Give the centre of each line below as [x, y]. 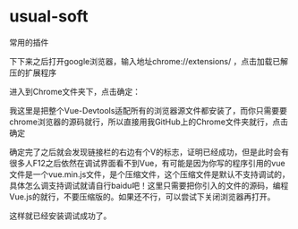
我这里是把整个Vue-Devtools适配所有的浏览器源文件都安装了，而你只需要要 [149, 110]
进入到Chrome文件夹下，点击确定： [75, 91]
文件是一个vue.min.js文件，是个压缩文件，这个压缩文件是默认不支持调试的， [150, 174]
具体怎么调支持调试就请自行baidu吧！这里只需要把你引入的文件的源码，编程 [149, 185]
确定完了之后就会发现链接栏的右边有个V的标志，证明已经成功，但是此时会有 [149, 152]
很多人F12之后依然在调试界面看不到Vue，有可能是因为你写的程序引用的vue [147, 163]
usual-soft [49, 17]
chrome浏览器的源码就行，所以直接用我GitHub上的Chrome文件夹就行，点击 [149, 122]
